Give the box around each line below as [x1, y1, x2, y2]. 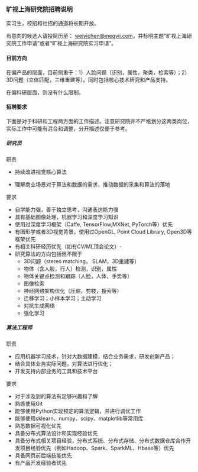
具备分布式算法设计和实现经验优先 [14, 429, 98, 437]
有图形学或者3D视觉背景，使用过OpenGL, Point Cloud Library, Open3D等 [14, 228, 193, 235]
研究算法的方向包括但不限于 [14, 250, 83, 257]
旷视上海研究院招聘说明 [6, 5, 73, 13]
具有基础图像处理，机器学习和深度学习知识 [14, 213, 119, 220]
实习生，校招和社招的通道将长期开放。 [6, 20, 99, 27]
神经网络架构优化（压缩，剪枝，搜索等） [23, 287, 122, 294]
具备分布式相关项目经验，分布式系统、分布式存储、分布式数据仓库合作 [14, 437, 186, 444]
